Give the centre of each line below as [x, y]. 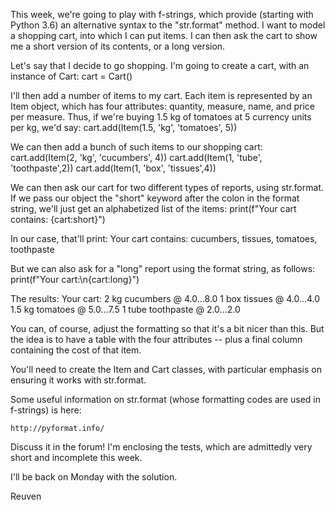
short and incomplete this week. [76, 457]
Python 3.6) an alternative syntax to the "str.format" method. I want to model [168, 25]
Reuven [26, 496]
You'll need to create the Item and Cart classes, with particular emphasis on [166, 369]
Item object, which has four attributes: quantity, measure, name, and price [162, 106]
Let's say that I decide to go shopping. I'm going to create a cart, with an [160, 65]
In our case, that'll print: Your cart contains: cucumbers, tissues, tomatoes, [164, 238]
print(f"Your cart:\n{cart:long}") [75, 279]
